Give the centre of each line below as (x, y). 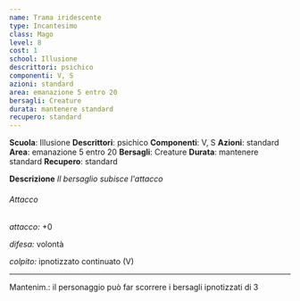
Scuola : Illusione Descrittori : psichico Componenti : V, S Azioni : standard (144, 143)
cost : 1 (24, 51)
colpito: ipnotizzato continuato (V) (72, 262)
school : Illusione (43, 59)
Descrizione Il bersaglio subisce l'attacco (86, 179)
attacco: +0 (31, 227)
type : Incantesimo (43, 26)
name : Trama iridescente (55, 17)
